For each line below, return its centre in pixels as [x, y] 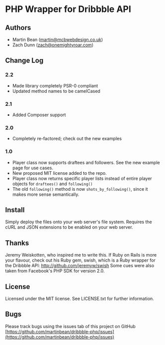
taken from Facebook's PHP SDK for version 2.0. [55, 271]
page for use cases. [33, 168]
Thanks [17, 243]
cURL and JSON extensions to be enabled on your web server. [69, 227]
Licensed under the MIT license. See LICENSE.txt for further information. [80, 299]
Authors [18, 28]
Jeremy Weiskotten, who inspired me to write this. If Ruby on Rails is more [81, 255]
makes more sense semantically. [46, 194]
